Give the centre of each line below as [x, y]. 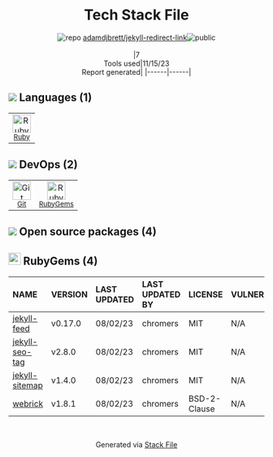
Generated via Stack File [136, 444]
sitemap [28, 385]
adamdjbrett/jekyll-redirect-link [135, 37]
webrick [28, 403]
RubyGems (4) [61, 261]
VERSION [69, 294]
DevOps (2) [49, 165]
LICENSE [206, 294]
